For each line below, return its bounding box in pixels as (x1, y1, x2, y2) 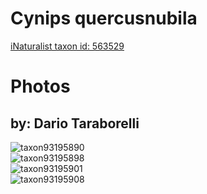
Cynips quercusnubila (10, 7, 198, 30)
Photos (10, 75, 71, 98)
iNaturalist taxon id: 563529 (10, 40, 125, 52)
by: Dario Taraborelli (10, 115, 140, 132)
